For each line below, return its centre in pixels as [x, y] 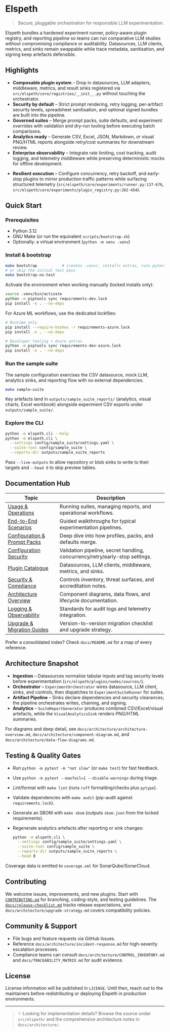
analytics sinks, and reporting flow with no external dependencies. [75, 380]
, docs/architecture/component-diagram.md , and [80, 734]
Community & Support [41, 926]
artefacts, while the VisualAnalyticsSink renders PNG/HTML [76, 713]
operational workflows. [87, 513]
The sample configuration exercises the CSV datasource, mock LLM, [77, 374]
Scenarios [20, 527]
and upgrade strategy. [86, 630]
